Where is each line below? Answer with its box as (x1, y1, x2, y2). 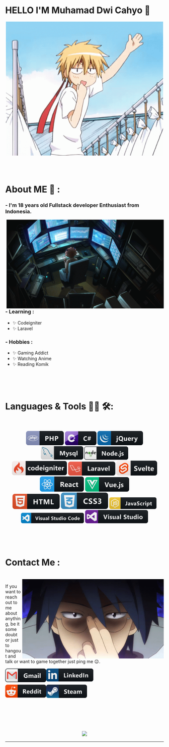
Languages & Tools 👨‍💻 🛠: (5, 401, 114, 412)
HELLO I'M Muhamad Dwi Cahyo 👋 (5, 5, 151, 16)
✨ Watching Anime (12, 356, 52, 362)
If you (5, 583, 18, 589)
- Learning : (5, 308, 34, 315)
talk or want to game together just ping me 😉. (5, 659, 101, 665)
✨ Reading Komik (12, 361, 49, 367)
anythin (5, 616, 21, 622)
